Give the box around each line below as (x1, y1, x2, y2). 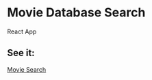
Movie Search (7, 65, 47, 73)
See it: (7, 47, 36, 59)
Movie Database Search (7, 5, 146, 21)
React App (7, 27, 37, 36)
